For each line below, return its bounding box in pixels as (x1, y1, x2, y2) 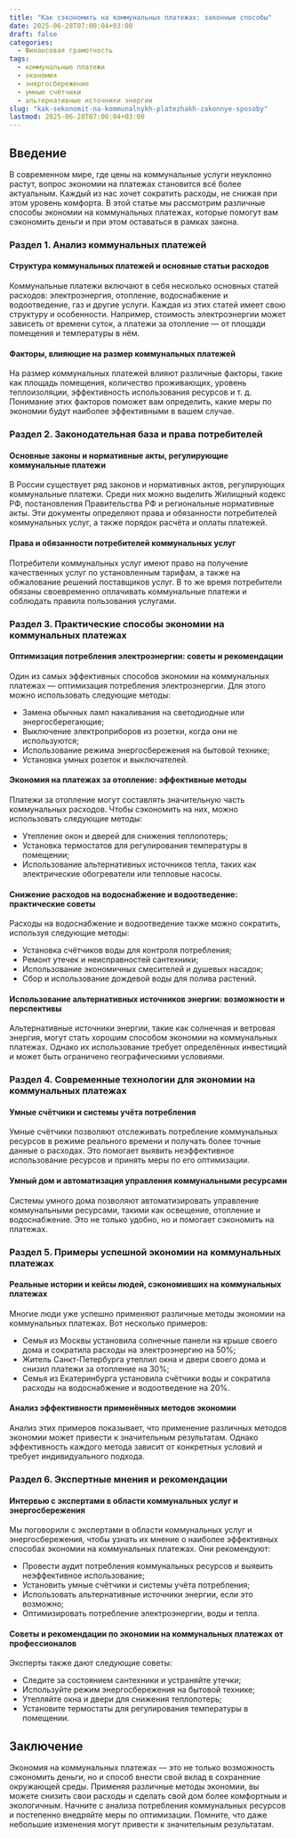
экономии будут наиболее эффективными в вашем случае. (9, 406, 235, 417)
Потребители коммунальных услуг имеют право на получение (9, 558, 249, 568)
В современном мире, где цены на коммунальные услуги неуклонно (9, 168, 272, 179)
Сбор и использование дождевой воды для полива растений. (21, 973, 257, 984)
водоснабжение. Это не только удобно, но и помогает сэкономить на (9, 1213, 275, 1225)
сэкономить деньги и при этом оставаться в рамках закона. (9, 216, 240, 227)
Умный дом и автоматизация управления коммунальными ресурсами (9, 1175, 287, 1186)
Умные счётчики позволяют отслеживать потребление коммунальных (9, 1126, 278, 1137)
